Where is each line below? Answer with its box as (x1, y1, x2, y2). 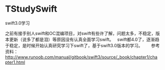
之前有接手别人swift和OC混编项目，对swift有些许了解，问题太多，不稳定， (5, 30, 156, 36)
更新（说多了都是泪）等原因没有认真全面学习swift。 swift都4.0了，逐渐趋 (9, 36, 160, 42)
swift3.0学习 (5, 20, 30, 26)
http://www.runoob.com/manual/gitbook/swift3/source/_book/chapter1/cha (5, 54, 158, 60)
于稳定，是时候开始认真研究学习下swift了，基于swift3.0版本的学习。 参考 (5, 42, 160, 48)
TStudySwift (5, 3, 57, 15)
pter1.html (5, 59, 26, 65)
